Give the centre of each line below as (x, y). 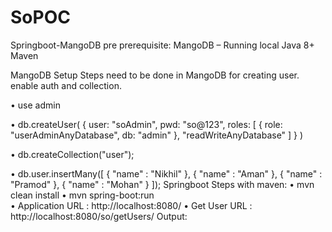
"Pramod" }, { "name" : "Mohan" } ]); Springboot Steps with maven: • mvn (162, 184)
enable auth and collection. (66, 85)
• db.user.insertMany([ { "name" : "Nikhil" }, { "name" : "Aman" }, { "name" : (166, 173)
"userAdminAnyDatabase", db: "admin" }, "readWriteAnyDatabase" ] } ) (157, 135)
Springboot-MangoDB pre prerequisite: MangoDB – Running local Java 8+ (162, 45)
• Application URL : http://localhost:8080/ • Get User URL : (131, 205)
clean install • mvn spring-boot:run (82, 195)
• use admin (35, 105)
